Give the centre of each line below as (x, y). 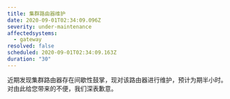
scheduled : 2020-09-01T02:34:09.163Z (62, 53)
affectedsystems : (32, 33)
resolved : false (31, 46)
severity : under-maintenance (49, 26)
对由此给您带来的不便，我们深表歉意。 (62, 89)
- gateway (28, 40)
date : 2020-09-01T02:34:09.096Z (54, 20)
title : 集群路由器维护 (37, 14)
